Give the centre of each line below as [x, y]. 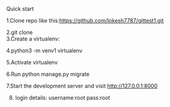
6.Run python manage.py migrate [48, 74]
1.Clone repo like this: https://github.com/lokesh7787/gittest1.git [85, 20]
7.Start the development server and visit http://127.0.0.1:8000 [82, 86]
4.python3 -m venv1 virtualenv [45, 50]
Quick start [20, 9]
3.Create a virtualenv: [33, 39]
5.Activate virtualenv [32, 62]
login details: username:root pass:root [63, 98]
